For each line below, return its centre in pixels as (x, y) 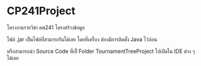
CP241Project (41, 11)
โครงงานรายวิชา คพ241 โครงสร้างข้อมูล (46, 27)
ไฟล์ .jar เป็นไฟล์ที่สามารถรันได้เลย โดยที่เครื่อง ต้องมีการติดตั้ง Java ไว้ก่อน (82, 39)
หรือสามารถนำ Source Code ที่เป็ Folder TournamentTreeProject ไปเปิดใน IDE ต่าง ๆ (101, 51)
